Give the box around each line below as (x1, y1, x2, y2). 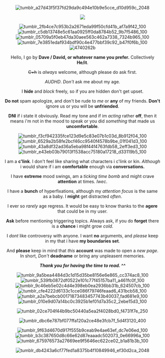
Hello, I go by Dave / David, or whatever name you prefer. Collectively (10, 55, 155, 60)
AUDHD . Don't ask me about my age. (44, 79, 121, 84)
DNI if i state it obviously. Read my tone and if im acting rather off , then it (8, 113, 157, 119)
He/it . (77, 60, 88, 65)
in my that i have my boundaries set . (44, 238, 121, 244)
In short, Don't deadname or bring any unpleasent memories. (20, 253, 145, 259)
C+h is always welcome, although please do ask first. (28, 69, 137, 75)
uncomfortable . (66, 123, 99, 129)
